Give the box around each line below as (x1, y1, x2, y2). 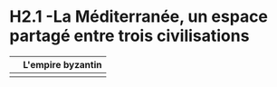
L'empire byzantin (23, 58, 102, 71)
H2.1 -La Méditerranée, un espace (9, 6, 269, 27)
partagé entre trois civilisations (9, 25, 250, 46)
